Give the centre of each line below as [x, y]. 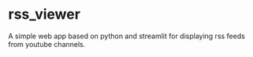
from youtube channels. [47, 44]
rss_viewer [45, 14]
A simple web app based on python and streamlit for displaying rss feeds [127, 36]
